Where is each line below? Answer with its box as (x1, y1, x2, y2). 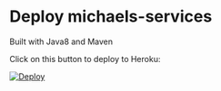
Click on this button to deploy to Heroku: (9, 53, 161, 64)
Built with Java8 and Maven (9, 36, 114, 47)
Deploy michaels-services (9, 6, 213, 27)
